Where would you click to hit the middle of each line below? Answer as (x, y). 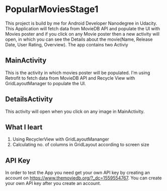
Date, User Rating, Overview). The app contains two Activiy (67, 44)
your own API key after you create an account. (53, 183)
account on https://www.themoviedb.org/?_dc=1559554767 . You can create (83, 178)
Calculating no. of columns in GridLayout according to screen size (81, 145)
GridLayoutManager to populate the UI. (46, 83)
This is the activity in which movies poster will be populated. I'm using (78, 73)
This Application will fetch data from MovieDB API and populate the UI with (82, 28)
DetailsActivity (29, 99)
